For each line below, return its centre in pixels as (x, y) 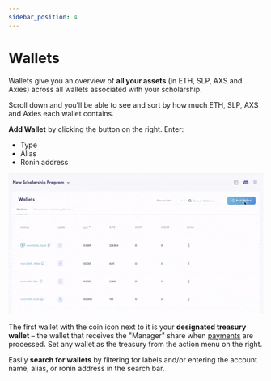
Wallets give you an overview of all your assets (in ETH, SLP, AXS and (125, 80)
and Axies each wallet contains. (61, 113)
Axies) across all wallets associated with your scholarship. (105, 89)
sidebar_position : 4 (43, 17)
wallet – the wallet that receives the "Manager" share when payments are (131, 335)
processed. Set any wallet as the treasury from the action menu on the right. (135, 344)
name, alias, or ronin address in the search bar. (87, 368)
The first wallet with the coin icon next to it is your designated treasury (127, 327)
